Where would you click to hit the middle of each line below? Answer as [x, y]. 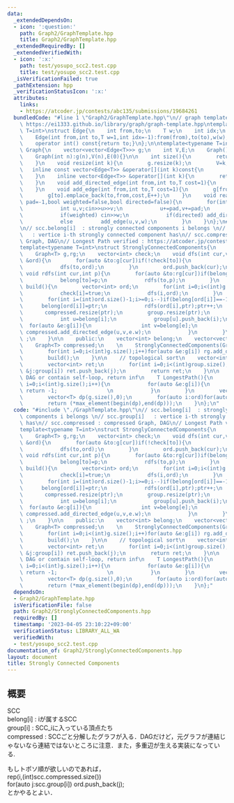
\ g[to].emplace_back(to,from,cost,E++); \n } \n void [118, 196]
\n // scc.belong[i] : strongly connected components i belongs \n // [123, 228]
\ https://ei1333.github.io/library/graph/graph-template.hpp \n [115, 124]
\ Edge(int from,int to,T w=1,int [75, 137]
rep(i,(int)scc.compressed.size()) [54, 776]
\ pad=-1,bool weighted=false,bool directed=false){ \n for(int [124, 202]
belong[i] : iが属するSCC [42, 719]
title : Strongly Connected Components [63, 664]
